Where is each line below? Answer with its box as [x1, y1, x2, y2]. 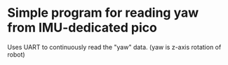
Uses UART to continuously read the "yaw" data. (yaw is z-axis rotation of [7, 43, 222, 51]
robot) [7, 50, 26, 59]
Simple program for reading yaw [7, 5, 199, 21]
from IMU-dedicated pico [7, 20, 158, 36]
